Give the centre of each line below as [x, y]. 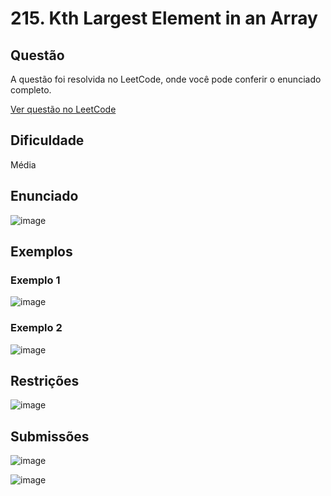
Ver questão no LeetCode [63, 109]
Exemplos [41, 252]
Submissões [50, 436]
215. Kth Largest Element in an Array [164, 18]
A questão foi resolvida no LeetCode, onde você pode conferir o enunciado [166, 79]
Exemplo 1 [35, 280]
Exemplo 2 [36, 328]
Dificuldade [47, 140]
